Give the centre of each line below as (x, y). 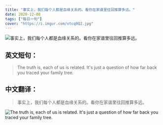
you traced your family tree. (45, 73)
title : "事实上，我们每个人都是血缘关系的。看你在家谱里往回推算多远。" (70, 10)
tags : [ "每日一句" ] (24, 19)
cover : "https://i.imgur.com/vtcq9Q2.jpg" (49, 23)
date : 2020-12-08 (23, 14)
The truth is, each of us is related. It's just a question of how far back (87, 68)
